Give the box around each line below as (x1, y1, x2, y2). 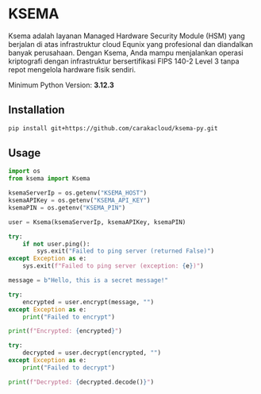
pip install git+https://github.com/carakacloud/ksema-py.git (8, 124, 218, 132)
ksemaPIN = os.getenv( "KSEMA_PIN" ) (8, 203, 126, 211)
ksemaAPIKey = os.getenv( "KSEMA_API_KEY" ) (8, 196, 151, 205)
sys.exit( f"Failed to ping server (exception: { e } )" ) (22, 262, 204, 270)
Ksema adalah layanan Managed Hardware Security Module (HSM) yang (8, 31, 246, 41)
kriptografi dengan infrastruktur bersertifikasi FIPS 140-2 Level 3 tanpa (8, 56, 240, 66)
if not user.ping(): (22, 240, 90, 248)
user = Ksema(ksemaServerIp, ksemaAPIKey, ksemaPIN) (8, 218, 186, 226)
